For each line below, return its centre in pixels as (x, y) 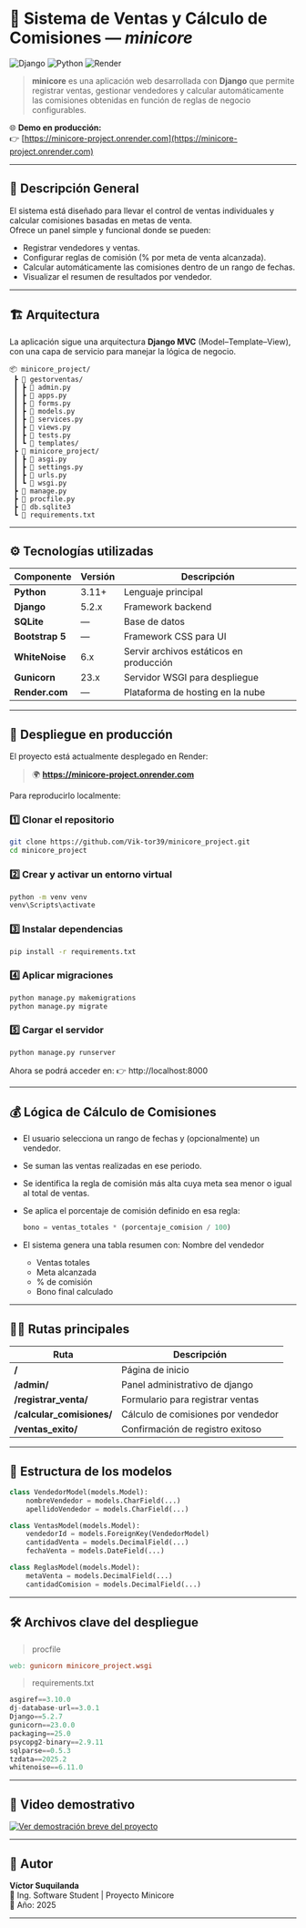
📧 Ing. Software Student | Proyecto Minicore (92, 1895)
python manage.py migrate (58, 1006)
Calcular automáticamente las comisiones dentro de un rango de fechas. (159, 267)
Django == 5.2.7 (36, 1717)
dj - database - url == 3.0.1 (55, 1708)
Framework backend (168, 607)
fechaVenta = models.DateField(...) (96, 1551)
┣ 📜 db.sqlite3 (42, 507)
